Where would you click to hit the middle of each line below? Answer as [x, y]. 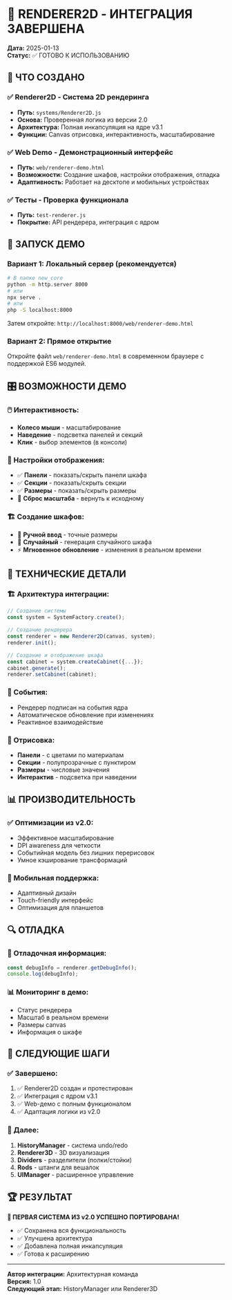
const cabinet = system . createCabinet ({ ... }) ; [75, 662]
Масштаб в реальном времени [63, 1017]
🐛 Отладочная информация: [57, 954]
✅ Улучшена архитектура [55, 1238]
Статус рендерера [45, 1010]
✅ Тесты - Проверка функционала [68, 200]
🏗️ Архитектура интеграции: [58, 594]
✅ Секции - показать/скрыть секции [71, 483]
